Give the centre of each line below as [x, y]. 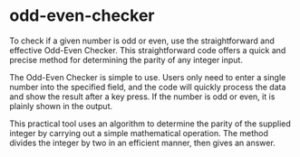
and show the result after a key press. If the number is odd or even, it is [142, 97]
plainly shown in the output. [61, 106]
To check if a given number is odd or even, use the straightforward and [142, 41]
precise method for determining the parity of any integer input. [126, 60]
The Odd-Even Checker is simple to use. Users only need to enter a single [148, 77]
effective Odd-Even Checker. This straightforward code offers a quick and [148, 50]
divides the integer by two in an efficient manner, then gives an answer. [143, 143]
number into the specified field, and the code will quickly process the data [148, 87]
